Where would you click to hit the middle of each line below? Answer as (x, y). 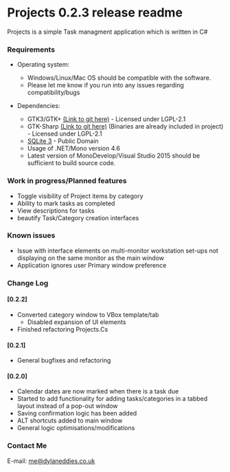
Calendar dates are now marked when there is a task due (98, 391)
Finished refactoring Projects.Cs (62, 329)
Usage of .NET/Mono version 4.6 (73, 149)
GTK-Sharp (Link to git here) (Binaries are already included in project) (125, 127)
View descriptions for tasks (56, 211)
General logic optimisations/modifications (76, 428)
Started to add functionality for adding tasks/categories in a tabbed (112, 399)
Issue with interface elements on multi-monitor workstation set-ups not (117, 250)
